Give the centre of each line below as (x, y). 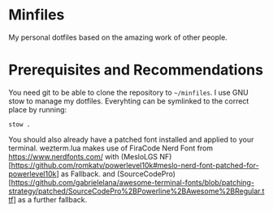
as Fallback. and (88, 174)
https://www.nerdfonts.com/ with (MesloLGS (83, 156)
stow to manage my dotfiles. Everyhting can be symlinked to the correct (129, 101)
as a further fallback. (52, 199)
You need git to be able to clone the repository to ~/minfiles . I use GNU (129, 92)
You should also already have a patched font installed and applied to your (131, 139)
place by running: (38, 109)
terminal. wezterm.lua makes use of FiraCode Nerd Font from (111, 148)
